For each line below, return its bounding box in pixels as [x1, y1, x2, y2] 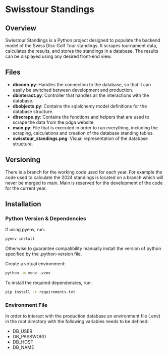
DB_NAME [12, 344, 34, 350]
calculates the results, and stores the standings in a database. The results [5, 48, 158, 54]
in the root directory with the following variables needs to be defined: [5, 318, 149, 325]
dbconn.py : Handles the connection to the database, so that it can [12, 81, 151, 87]
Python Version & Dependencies [5, 215, 87, 222]
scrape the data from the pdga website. [12, 119, 95, 125]
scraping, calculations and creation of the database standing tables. [12, 130, 154, 136]
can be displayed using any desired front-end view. [5, 53, 112, 59]
